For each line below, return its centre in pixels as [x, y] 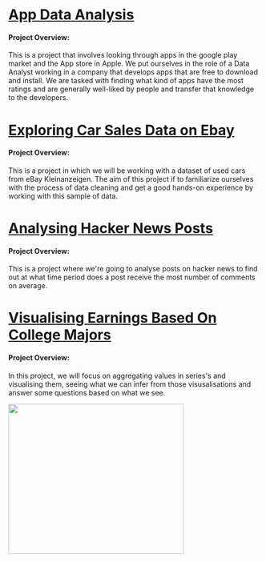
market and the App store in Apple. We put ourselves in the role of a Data [129, 64]
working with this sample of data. [63, 196]
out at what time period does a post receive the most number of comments [132, 277]
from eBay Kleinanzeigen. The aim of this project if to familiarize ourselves [131, 179]
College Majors [60, 335]
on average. [28, 286]
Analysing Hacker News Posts [111, 228]
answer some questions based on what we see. [87, 392]
